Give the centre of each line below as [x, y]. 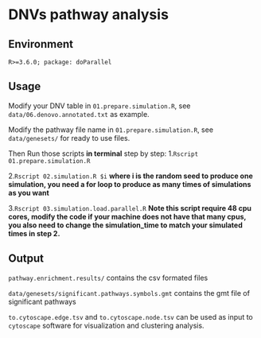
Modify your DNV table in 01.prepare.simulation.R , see [99, 106]
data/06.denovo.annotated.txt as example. [79, 114]
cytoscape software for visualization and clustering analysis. [106, 325]
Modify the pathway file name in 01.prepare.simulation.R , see [111, 130]
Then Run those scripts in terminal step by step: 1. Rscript [103, 153]
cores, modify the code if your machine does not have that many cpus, [127, 216]
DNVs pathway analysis [89, 15]
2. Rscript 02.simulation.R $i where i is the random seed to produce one [130, 176]
